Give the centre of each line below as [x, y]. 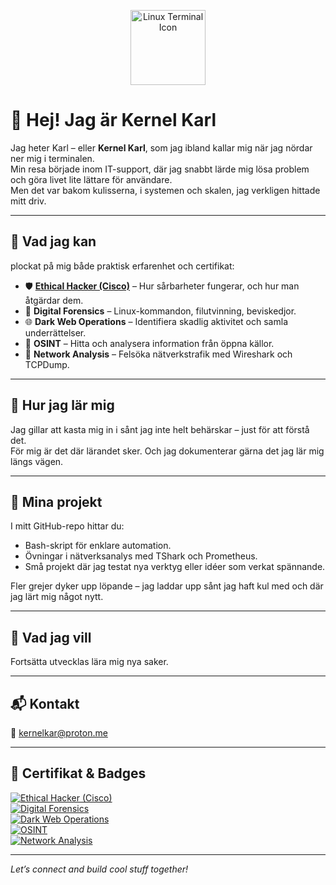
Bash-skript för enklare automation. [98, 546]
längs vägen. [37, 461]
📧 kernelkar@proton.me [59, 733]
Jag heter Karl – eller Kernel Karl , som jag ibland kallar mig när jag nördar [161, 147]
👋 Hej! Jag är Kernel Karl [113, 120]
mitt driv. [28, 201]
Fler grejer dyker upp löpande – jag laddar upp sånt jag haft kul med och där [167, 586]
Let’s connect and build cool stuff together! [99, 869]
